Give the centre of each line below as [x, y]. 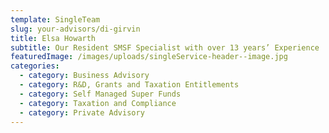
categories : [35, 66]
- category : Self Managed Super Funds [100, 94]
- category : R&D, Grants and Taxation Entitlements [129, 85]
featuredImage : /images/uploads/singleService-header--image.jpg [149, 57]
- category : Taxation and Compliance [98, 103]
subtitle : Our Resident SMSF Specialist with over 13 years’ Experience [165, 47]
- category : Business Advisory [84, 76]
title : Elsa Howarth [53, 38]
